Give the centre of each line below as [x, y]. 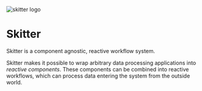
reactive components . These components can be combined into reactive [98, 69]
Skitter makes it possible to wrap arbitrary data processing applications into [101, 63]
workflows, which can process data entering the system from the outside [98, 76]
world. [14, 82]
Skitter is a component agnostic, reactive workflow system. [81, 51]
